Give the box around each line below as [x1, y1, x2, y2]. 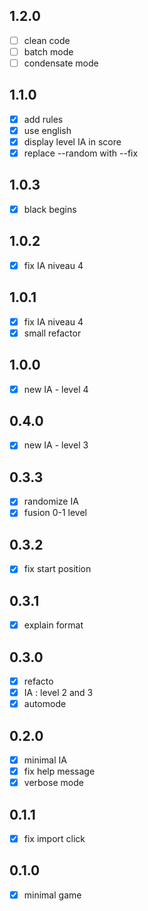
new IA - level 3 [23, 439, 89, 451]
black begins [23, 203, 77, 215]
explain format [23, 619, 84, 631]
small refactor [23, 327, 82, 339]
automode [23, 698, 67, 710]
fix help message [23, 765, 96, 778]
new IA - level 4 [23, 383, 89, 395]
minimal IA [23, 754, 67, 766]
